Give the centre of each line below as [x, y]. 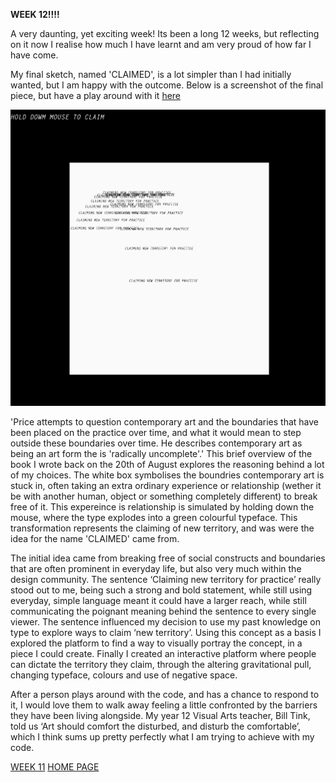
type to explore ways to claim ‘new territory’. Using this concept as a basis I [166, 633]
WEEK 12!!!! [35, 14]
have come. [34, 55]
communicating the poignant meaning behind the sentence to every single [163, 611]
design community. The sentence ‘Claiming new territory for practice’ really [166, 580]
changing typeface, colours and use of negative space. [124, 675]
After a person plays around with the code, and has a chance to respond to [165, 695]
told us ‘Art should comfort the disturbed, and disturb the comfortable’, [156, 726]
